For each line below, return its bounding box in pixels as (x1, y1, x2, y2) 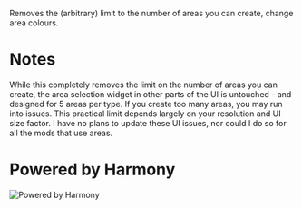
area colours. (9, 17, 59, 28)
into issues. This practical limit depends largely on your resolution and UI (9, 108, 281, 119)
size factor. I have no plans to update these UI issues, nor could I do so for (9, 117, 287, 128)
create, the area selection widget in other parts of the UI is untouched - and (9, 88, 292, 99)
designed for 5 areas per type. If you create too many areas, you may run (9, 98, 283, 109)
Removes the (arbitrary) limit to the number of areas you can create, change (9, 8, 294, 18)
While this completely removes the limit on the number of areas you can (9, 79, 278, 90)
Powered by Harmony (9, 159, 176, 180)
